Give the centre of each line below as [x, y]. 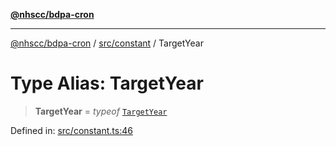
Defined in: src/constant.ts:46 [71, 130]
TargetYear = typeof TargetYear [101, 111]
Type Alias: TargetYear [107, 83]
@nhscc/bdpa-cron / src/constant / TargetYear [107, 43]
